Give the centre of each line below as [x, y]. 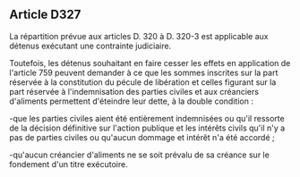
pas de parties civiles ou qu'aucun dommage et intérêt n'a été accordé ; [142, 137]
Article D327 [45, 15]
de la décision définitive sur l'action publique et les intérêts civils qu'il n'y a [147, 128]
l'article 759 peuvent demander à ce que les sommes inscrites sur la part [144, 72]
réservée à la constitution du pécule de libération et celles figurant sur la [143, 82]
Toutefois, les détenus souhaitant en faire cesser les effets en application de [150, 63]
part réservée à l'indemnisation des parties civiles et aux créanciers [134, 91]
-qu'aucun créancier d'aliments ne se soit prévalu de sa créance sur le [140, 155]
